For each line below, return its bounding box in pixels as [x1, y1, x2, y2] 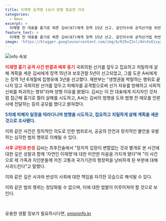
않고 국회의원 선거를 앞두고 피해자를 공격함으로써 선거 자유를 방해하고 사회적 [14, 82, 161, 88]
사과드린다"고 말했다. [5, 163, 46, 169]
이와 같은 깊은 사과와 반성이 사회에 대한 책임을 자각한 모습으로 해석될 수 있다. [5, 174, 153, 180]
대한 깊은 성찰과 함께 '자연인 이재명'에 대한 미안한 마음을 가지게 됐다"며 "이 [5, 151, 149, 157]
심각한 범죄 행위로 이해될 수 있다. [14, 134, 78, 140]
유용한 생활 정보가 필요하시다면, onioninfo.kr [5, 210, 91, 216]
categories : [5, 12, 30, 17]
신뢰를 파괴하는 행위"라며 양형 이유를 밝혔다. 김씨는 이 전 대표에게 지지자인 [5, 88, 148, 94]
